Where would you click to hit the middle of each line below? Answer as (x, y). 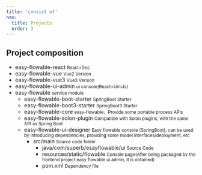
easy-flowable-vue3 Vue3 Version (55, 80)
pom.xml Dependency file (70, 166)
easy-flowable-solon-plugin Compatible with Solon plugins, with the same (106, 118)
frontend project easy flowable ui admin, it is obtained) (98, 160)
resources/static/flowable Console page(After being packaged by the (119, 154)
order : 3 (23, 28)
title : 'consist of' (32, 12)
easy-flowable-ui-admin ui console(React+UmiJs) (72, 86)
